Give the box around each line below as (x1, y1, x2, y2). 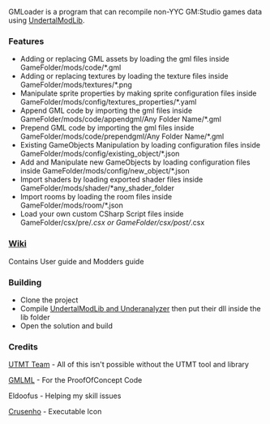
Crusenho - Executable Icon (8, 407, 102, 417)
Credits (8, 340, 38, 352)
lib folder (19, 312, 50, 322)
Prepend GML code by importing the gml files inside (19, 123, 195, 133)
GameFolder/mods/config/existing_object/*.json (19, 149, 180, 159)
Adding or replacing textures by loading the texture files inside (19, 71, 229, 81)
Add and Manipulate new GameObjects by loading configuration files (19, 157, 251, 167)
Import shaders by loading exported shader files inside (19, 174, 204, 185)
